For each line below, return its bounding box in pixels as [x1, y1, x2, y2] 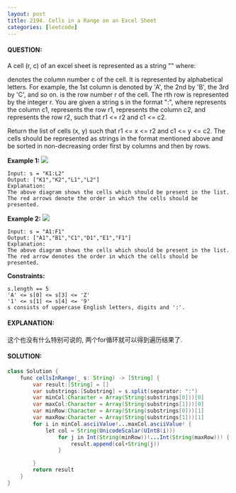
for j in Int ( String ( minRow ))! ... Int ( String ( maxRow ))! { [57, 433, 230, 441]
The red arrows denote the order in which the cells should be [7, 194, 198, 202]
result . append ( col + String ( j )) [70, 441, 160, 448]
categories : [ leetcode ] [7, 23, 78, 31]
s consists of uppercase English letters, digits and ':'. [7, 304, 186, 311]
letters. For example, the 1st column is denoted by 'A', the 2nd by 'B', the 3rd [7, 82, 229, 91]
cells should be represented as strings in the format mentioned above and [7, 134, 223, 143]
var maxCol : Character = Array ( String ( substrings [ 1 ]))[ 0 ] [33, 401, 205, 408]
